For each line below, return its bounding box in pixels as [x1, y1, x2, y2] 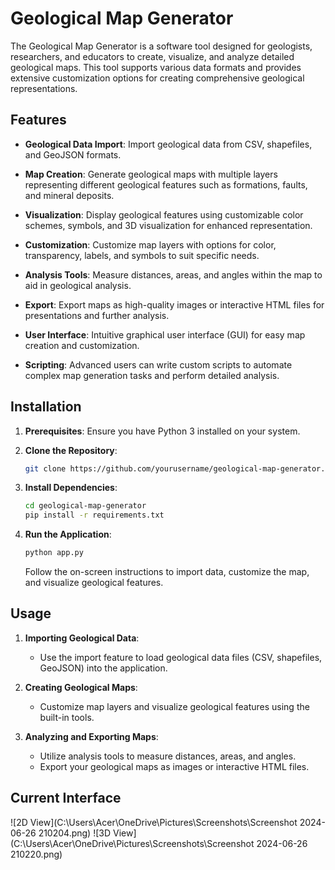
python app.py [24, 548, 84, 558]
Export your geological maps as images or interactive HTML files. [39, 760, 310, 772]
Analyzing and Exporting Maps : [24, 730, 159, 742]
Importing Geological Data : [24, 632, 140, 644]
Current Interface [10, 790, 122, 807]
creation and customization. [24, 339, 140, 351]
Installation [10, 398, 82, 416]
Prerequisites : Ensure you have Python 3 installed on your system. [24, 425, 301, 437]
